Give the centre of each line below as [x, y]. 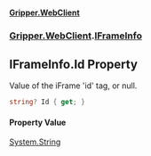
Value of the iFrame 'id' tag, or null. [73, 86]
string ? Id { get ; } [48, 103]
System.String [35, 142]
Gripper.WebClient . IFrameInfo [75, 36]
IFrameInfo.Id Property [73, 64]
